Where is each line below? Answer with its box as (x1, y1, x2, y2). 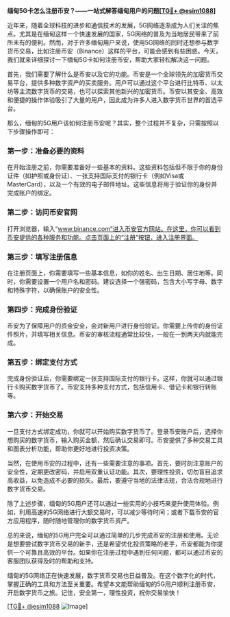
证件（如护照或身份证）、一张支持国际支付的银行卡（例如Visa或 (7, 171, 185, 180)
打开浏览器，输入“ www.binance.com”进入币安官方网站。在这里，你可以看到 (7, 224, 221, 232)
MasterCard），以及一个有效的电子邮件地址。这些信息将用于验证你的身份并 (7, 180, 218, 189)
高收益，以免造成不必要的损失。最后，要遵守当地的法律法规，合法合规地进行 (7, 476, 223, 484)
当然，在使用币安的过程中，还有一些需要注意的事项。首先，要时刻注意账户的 (7, 459, 223, 467)
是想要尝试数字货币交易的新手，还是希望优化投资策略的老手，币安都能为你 (7, 540, 217, 548)
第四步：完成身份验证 (7, 304, 77, 314)
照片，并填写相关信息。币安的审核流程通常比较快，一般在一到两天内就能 (12, 330, 217, 339)
